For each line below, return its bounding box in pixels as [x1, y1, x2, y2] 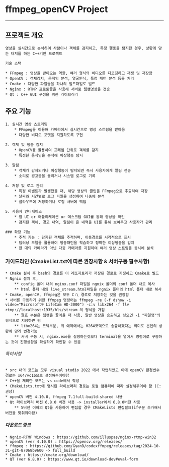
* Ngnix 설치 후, [5, 276, 39, 281]
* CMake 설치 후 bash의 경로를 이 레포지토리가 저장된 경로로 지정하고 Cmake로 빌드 [5, 271, 159, 276]
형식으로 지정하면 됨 [5, 318, 41, 323]
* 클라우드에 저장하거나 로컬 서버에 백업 [14, 199, 87, 204]
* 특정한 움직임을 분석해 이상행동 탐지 [14, 153, 83, 158]
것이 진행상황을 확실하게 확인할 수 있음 [11, 339, 81, 344]
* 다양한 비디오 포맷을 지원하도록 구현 [14, 132, 83, 137]
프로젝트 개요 [5, 31, 44, 40]
